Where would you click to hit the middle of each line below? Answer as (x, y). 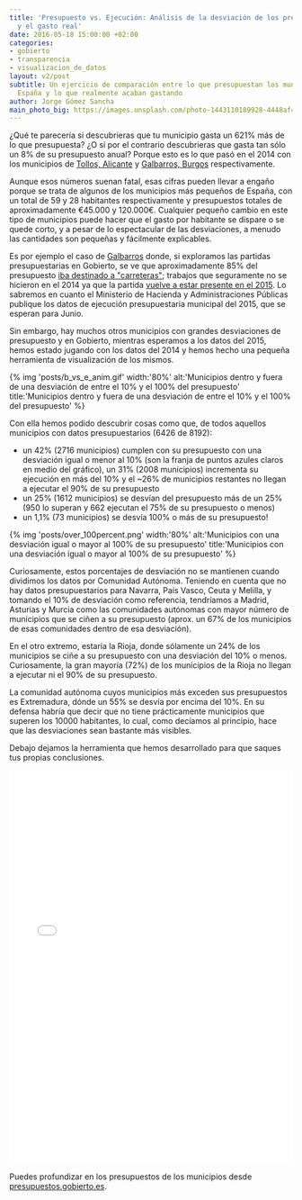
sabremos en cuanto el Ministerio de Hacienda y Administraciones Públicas (149, 294)
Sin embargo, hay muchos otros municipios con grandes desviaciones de (145, 331)
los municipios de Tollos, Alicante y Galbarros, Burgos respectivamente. (142, 164)
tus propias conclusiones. (57, 758)
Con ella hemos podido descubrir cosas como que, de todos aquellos (138, 423)
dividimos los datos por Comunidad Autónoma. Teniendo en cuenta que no (148, 581)
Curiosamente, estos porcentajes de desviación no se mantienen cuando (145, 572)
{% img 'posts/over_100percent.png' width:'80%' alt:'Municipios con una (145, 535)
